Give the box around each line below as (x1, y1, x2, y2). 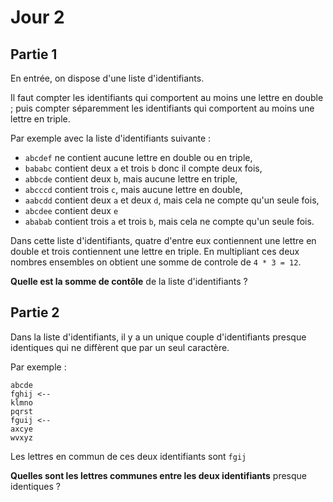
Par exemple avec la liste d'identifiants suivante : (10, 132, 212, 144)
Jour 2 (10, 6, 65, 29)
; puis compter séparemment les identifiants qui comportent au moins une (10, 102, 315, 114)
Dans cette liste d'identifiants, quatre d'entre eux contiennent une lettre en (10, 235, 317, 246)
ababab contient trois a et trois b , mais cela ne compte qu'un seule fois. (24, 216, 315, 227)
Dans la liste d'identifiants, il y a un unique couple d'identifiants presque (10, 331, 307, 343)
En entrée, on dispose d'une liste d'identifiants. (10, 72, 205, 84)
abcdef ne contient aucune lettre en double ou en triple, (24, 152, 253, 163)
